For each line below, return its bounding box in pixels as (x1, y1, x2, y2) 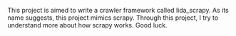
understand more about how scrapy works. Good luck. (7, 21, 168, 29)
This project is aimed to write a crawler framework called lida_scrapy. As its (7, 6, 230, 14)
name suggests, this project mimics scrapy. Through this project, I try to (7, 13, 219, 22)
